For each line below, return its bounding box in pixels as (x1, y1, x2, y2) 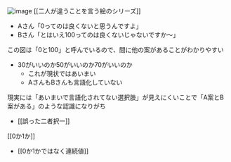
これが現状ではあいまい (27, 70, 96, 77)
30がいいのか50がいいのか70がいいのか (17, 61, 133, 69)
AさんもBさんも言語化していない (27, 78, 123, 87)
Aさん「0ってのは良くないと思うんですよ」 (17, 22, 143, 30)
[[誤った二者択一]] (17, 117, 70, 125)
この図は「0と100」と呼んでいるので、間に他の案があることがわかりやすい (7, 46, 224, 54)
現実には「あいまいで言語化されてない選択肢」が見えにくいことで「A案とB (7, 93, 225, 101)
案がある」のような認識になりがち (7, 102, 106, 110)
